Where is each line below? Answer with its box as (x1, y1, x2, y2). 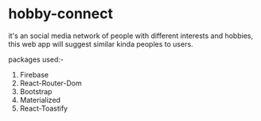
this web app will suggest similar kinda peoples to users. (8, 39, 193, 48)
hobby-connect (8, 5, 114, 23)
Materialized (19, 95, 61, 104)
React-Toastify (19, 104, 68, 113)
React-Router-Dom (19, 78, 82, 88)
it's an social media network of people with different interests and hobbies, (8, 31, 253, 40)
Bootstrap (19, 86, 53, 96)
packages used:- (8, 55, 64, 64)
